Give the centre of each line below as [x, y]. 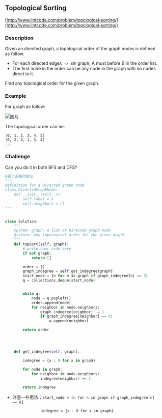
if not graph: [37, 253]
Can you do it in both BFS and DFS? [41, 167]
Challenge [18, 157]
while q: [32, 294]
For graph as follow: [25, 107]
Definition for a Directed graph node [45, 185]
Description [19, 38]
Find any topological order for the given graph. [52, 84]
